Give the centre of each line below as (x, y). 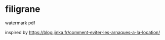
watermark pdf (20, 23)
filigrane (23, 9)
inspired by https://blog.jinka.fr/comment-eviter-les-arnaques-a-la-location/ (83, 32)
